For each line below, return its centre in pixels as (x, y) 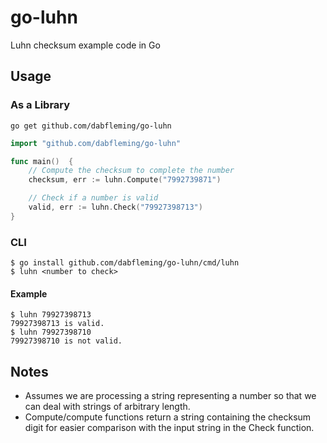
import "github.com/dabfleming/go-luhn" (96, 143)
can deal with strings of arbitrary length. (107, 407)
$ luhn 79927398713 (51, 315)
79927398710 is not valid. (66, 341)
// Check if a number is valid (93, 198)
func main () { (42, 161)
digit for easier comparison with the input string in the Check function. (169, 428)
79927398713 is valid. (57, 324)
